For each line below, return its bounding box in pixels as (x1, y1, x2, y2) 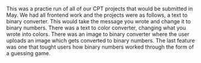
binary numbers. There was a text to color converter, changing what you (6, 24, 186, 31)
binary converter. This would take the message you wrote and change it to (6, 18, 191, 25)
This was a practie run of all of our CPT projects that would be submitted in (6, 5, 193, 12)
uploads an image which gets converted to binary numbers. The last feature (6, 37, 195, 44)
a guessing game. (6, 50, 51, 56)
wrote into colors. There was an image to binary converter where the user (6, 31, 190, 38)
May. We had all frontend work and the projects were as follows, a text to (6, 11, 188, 19)
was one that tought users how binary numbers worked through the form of (6, 43, 194, 50)
